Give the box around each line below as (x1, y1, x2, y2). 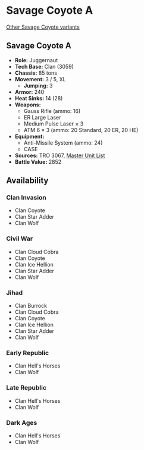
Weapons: (14, 101, 41, 108)
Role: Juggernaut (14, 56, 58, 63)
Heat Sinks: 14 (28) (14, 94, 63, 102)
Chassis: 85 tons (14, 69, 58, 76)
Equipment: (14, 133, 45, 140)
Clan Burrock (14, 302, 48, 310)
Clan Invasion (6, 194, 46, 202)
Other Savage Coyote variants (6, 23, 80, 30)
